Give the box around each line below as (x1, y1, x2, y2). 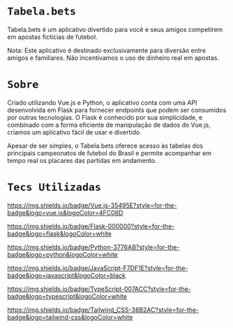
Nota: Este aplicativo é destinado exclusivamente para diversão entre (7, 46, 206, 54)
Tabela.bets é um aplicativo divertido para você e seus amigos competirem (7, 25, 223, 33)
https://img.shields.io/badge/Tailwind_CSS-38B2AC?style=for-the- (7, 305, 200, 314)
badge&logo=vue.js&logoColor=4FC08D (7, 208, 123, 217)
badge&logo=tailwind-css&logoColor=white (7, 313, 133, 321)
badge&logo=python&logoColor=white (7, 250, 119, 258)
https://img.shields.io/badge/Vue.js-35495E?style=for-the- (7, 201, 177, 210)
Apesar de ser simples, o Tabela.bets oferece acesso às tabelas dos (7, 141, 204, 150)
